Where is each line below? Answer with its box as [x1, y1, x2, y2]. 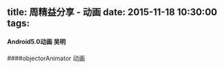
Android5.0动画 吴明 [7, 37, 66, 46]
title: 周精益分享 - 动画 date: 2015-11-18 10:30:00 [7, 6, 218, 18]
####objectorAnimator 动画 [7, 54, 86, 62]
